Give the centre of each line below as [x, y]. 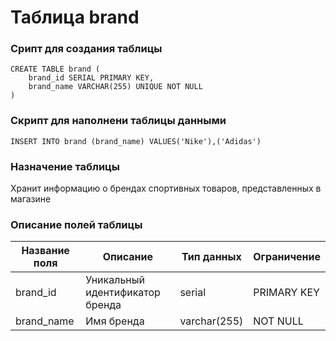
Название [45, 251]
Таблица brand [75, 17]
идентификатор [123, 293]
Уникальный [115, 280]
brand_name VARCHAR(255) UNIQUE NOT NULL [115, 87]
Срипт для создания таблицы [86, 49]
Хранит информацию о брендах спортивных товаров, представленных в [166, 188]
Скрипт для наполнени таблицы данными [118, 121]
